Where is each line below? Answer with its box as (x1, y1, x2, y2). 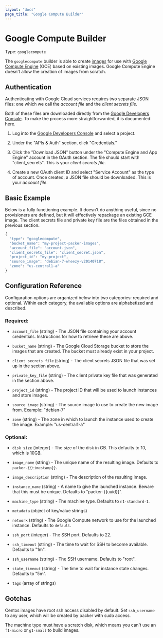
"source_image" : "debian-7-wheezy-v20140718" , (9, 259, 106, 264)
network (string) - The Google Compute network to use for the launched (12, 517, 156, 523)
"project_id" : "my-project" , (9, 255, 69, 260)
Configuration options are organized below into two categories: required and (5, 294, 159, 301)
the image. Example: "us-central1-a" (12, 421, 85, 428)
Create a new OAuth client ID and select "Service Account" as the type (12, 169, 154, 175)
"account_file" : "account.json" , (9, 245, 77, 250)
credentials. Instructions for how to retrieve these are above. (12, 333, 134, 340)
